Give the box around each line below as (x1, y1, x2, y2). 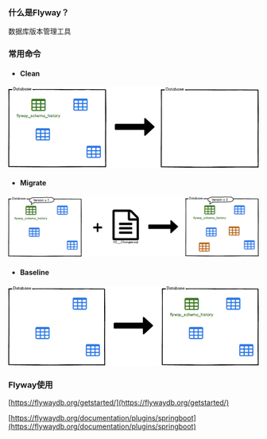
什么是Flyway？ (8, 6, 70, 17)
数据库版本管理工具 (8, 26, 72, 37)
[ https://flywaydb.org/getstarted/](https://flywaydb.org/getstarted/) (8, 398, 229, 407)
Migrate (19, 178, 47, 188)
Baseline (19, 268, 50, 278)
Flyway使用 (8, 379, 53, 390)
